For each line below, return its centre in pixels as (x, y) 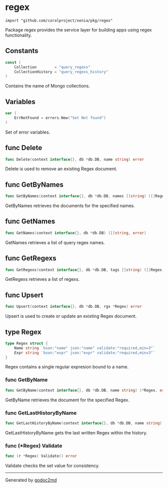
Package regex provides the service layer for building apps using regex (78, 30)
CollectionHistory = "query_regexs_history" (61, 72)
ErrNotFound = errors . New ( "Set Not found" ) (60, 118)
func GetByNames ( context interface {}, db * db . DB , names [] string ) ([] (80, 196)
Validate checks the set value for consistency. (52, 465)
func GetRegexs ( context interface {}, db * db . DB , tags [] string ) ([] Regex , (85, 270)
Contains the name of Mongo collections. (47, 86)
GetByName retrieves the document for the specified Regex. (67, 400)
